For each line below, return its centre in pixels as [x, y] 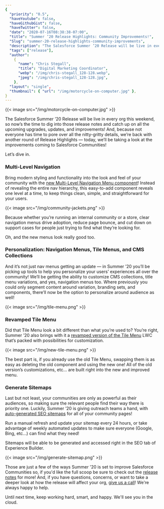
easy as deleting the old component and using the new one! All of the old [79, 365]
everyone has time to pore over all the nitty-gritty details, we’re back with [79, 135]
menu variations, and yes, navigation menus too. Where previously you [76, 282]
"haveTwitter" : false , [32, 28]
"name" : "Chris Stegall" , [44, 64]
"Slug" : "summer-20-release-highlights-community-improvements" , [77, 41]
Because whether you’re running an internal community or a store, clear [77, 217]
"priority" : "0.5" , [29, 14]
